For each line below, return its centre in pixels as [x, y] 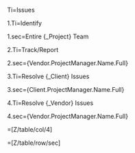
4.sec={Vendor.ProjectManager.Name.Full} [68, 116]
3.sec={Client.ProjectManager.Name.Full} [66, 90]
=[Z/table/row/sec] [34, 143]
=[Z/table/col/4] [30, 129]
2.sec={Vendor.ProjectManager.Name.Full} [68, 63]
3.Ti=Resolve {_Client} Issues [48, 76]
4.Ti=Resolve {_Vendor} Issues [50, 103]
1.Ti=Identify [25, 23]
